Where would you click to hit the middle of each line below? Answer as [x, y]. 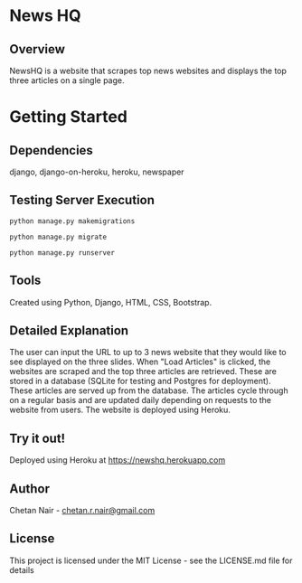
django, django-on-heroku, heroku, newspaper [97, 172]
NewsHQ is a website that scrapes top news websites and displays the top [148, 71]
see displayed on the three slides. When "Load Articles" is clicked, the [140, 362]
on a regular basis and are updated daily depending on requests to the [141, 400]
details [22, 569]
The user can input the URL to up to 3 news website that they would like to [148, 353]
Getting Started [69, 117]
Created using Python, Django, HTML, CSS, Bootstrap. [111, 302]
